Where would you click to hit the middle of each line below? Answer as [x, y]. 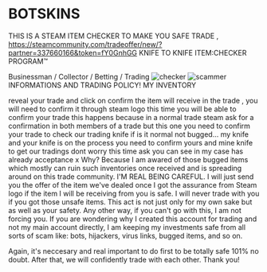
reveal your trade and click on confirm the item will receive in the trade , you [133, 100]
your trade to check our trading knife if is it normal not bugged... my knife [129, 134]
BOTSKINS [44, 14]
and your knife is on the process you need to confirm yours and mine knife [131, 142]
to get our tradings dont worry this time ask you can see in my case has [126, 151]
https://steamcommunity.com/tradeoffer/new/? [85, 44]
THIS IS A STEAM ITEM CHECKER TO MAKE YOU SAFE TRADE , [114, 36]
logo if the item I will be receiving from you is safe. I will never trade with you [134, 193]
